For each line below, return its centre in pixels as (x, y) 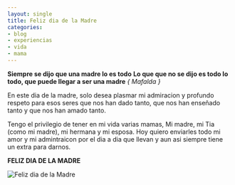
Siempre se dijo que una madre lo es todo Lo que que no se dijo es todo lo (118, 74)
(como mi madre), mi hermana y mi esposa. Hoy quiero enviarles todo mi (114, 132)
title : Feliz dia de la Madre (52, 21)
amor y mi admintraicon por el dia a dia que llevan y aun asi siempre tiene (115, 139)
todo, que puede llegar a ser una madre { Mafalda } (84, 81)
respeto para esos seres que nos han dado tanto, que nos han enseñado (114, 102)
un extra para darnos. (39, 147)
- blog (17, 34)
